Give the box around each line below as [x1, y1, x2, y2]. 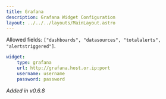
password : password [17, 76, 65, 82]
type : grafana [17, 60, 52, 66]
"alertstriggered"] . [6, 42, 56, 49]
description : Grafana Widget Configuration [6, 14, 116, 20]
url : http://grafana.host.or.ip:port [17, 65, 111, 72]
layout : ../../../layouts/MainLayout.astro [6, 20, 116, 26]
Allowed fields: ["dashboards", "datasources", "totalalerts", [6, 36, 161, 44]
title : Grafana [6, 8, 44, 15]
